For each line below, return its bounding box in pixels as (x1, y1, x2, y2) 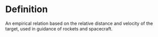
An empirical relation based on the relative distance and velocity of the (5, 20, 153, 26)
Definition (5, 4, 48, 15)
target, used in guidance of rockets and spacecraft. (5, 25, 113, 31)
